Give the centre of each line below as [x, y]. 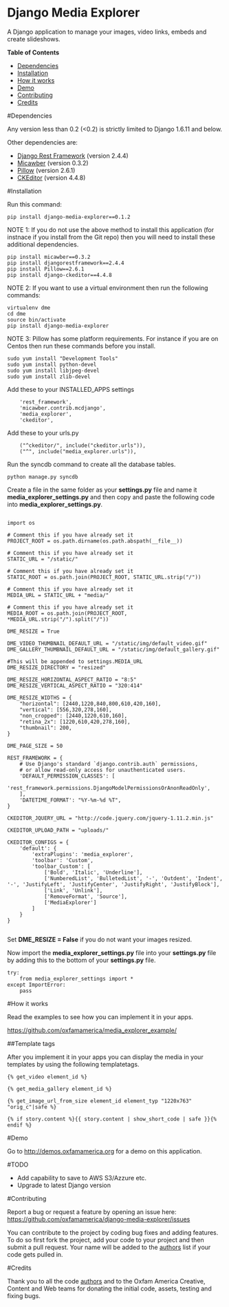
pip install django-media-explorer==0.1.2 [69, 217]
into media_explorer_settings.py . [55, 504]
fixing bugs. [24, 1295]
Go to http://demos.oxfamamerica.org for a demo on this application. [105, 1151]
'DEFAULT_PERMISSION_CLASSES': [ [67, 776]
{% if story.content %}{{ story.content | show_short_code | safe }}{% [112, 1119]
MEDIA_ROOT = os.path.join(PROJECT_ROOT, [67, 613]
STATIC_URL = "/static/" [43, 559]
